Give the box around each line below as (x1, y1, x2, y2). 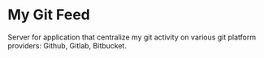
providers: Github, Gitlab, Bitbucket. (7, 40, 128, 50)
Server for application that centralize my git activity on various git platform (7, 32, 257, 42)
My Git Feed (7, 6, 90, 24)
